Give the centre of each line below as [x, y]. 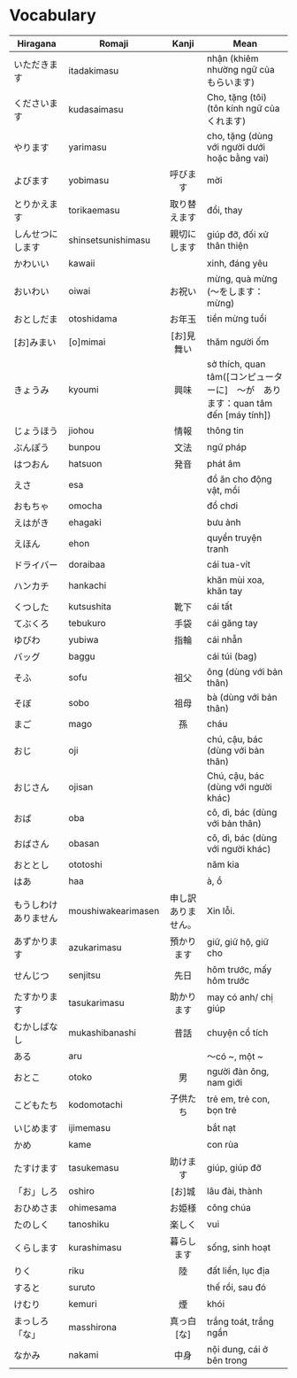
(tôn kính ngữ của [243, 108]
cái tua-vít [228, 564]
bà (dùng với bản [242, 697]
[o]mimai [87, 342]
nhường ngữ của [241, 69]
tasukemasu [94, 1167]
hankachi [88, 585]
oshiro [82, 1190]
